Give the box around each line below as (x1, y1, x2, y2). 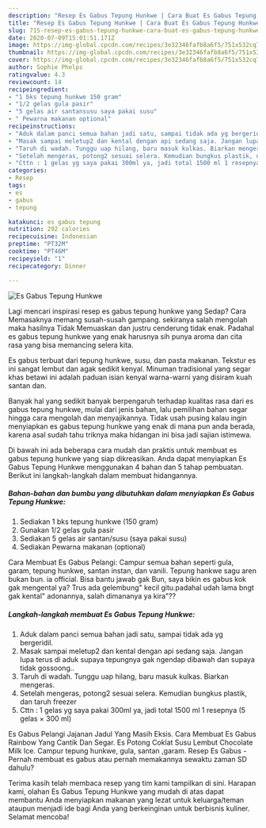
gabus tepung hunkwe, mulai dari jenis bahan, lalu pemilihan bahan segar (8, 404, 248, 414)
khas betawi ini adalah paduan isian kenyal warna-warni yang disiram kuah (8, 372, 253, 382)
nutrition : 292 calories (8, 225, 90, 233)
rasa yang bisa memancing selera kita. (8, 340, 134, 349)
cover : (8, 56, 30, 64)
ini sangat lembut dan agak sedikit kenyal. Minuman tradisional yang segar (8, 364, 251, 373)
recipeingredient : (8, 85, 69, 94)
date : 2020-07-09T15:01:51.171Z (8, 33, 115, 42)
